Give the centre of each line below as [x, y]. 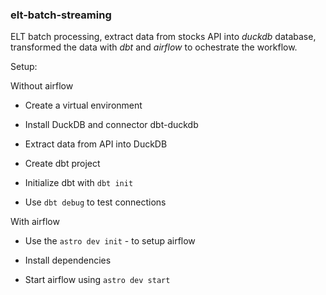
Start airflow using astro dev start [97, 280]
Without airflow [42, 86]
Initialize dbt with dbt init [79, 183]
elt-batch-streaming [61, 15]
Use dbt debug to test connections [95, 202]
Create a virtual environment [83, 105]
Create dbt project [62, 164]
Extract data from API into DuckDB [96, 144]
